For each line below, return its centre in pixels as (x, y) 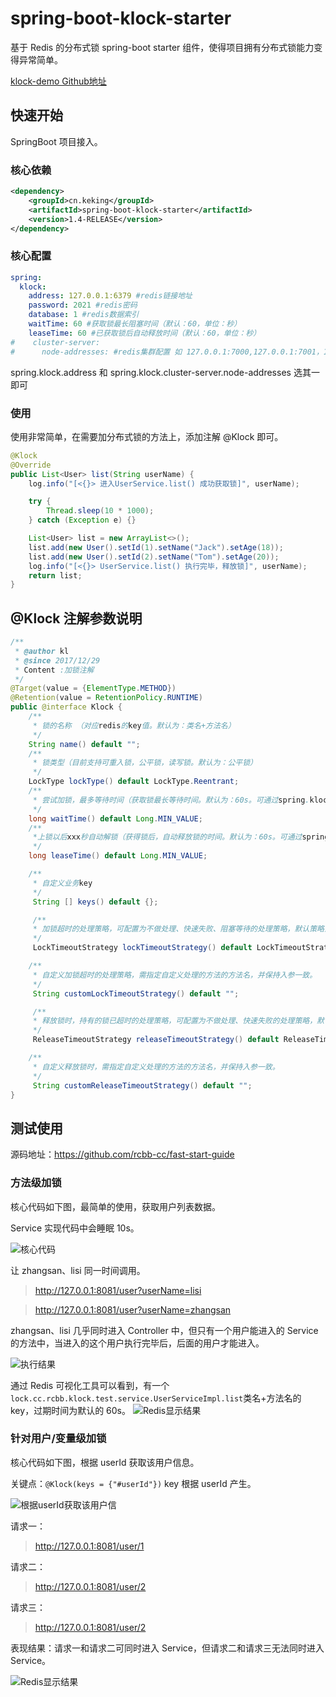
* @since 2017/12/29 (57, 660)
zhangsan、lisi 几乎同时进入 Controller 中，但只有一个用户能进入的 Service (164, 1330)
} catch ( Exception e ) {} (82, 520)
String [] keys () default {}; (95, 902)
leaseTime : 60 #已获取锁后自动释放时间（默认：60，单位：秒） (145, 333)
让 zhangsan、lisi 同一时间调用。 (78, 1270)
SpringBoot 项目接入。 (56, 141)
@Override (31, 465)
